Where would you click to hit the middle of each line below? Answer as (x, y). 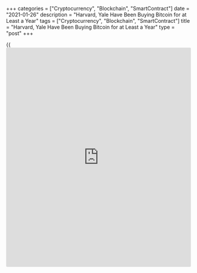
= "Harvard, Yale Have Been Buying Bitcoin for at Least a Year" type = (91, 27)
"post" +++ (20, 33)
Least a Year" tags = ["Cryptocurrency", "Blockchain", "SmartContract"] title (98, 21)
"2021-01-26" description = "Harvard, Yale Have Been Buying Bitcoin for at (96, 15)
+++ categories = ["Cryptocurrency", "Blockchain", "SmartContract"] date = (98, 8)
